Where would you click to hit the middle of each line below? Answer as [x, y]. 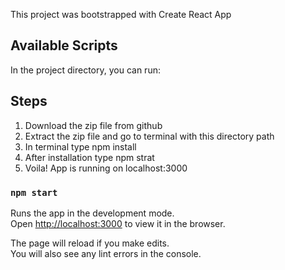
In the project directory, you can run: [85, 70]
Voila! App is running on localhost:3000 [106, 168]
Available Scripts [64, 45]
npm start [34, 192]
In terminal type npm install [80, 146]
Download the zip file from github [93, 125]
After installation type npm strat [89, 157]
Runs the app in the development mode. [92, 213]
